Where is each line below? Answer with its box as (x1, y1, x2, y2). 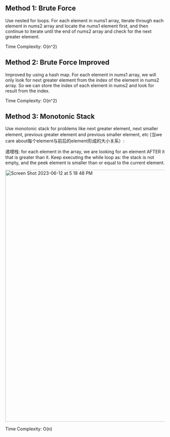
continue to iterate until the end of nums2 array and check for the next (5, 28, 152, 34)
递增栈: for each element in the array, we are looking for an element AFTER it (5, 149, 165, 155)
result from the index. (5, 88, 50, 94)
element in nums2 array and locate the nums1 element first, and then (5, 23, 148, 29)
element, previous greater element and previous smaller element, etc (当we (5, 132, 162, 138)
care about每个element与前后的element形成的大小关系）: (5, 138, 125, 144)
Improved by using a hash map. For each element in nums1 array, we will (5, 71, 156, 77)
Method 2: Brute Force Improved (5, 58, 110, 67)
